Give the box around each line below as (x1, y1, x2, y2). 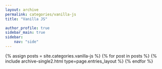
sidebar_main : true (5, 30, 46, 35)
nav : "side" (14, 39, 39, 45)
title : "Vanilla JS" (5, 16, 48, 21)
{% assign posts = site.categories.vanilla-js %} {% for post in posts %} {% (5, 53, 157, 59)
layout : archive (5, 7, 39, 12)
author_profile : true (5, 25, 50, 30)
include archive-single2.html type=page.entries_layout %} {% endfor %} (5, 58, 154, 64)
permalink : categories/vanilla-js (5, 12, 77, 17)
